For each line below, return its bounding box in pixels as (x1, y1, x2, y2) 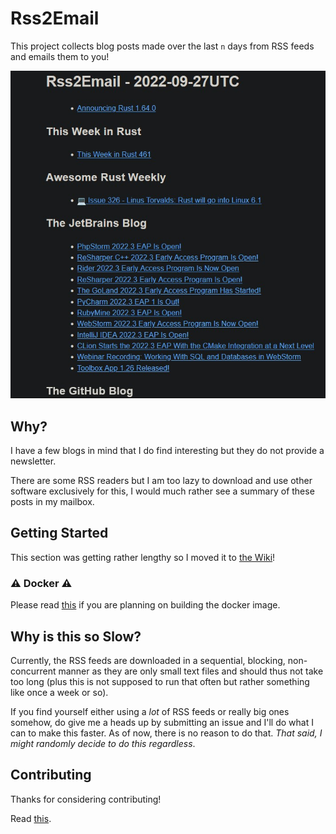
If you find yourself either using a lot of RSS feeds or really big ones (10, 706, 290, 717)
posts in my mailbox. (10, 496, 95, 508)
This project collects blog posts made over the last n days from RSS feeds (10, 40, 315, 52)
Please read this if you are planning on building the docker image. (10, 599, 281, 611)
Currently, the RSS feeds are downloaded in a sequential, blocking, (10, 655, 286, 666)
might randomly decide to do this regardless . (10, 738, 196, 749)
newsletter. (10, 455, 57, 467)
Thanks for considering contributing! (10, 793, 162, 805)
